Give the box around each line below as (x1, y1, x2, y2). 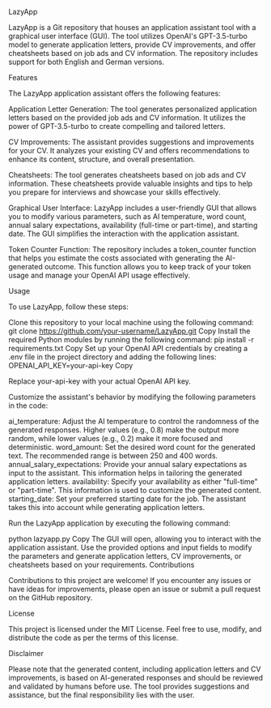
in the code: (8, 401, 49, 410)
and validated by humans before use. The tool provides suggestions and (8, 681, 249, 691)
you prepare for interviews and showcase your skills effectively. (8, 187, 221, 197)
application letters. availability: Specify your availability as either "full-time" (8, 477, 258, 486)
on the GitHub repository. (8, 593, 93, 603)
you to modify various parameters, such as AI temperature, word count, (8, 212, 247, 221)
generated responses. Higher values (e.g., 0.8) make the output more (8, 425, 239, 435)
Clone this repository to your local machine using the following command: (8, 318, 254, 327)
